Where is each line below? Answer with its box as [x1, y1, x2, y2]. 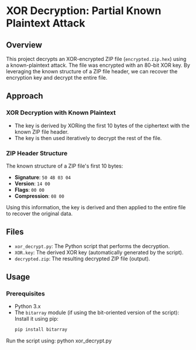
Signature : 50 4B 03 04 [14, 174, 71, 181]
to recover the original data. [6, 210, 73, 217]
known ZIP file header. [14, 128, 69, 135]
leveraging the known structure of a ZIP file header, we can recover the [6, 68, 178, 74]
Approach [6, 91, 43, 101]
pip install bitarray [14, 327, 67, 332]
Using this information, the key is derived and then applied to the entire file [6, 203, 186, 210]
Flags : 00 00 [14, 186, 45, 193]
